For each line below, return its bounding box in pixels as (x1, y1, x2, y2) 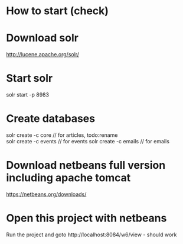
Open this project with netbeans (6, 211, 167, 225)
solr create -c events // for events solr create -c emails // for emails (6, 138, 170, 145)
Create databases (6, 112, 96, 126)
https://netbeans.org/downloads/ (6, 191, 87, 198)
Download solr (6, 31, 79, 45)
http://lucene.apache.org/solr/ (6, 51, 80, 58)
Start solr (6, 72, 53, 85)
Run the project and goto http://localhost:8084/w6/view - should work (6, 231, 177, 238)
